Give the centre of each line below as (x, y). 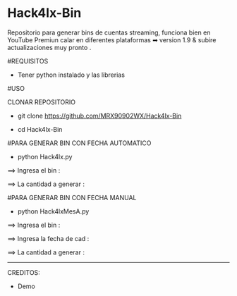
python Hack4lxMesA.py (53, 211)
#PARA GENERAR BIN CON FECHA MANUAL (72, 197)
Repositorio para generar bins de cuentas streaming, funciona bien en (109, 32)
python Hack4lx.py (45, 156)
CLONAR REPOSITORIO (42, 102)
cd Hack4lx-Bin (40, 129)
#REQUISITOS (28, 61)
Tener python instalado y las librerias (71, 75)
